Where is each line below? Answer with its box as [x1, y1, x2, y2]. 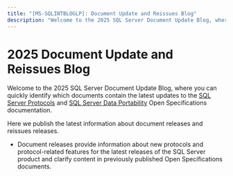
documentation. [7, 106, 53, 114]
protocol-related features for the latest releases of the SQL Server [17, 148, 206, 156]
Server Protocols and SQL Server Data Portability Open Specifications [7, 98, 207, 107]
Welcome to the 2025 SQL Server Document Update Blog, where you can [7, 84, 217, 92]
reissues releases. [7, 127, 59, 135]
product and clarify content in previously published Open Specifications [17, 155, 223, 164]
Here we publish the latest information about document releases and [7, 119, 203, 128]
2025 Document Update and [7, 46, 173, 62]
